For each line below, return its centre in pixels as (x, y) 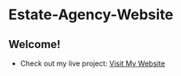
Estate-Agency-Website (91, 15)
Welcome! (34, 44)
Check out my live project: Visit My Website (93, 63)
